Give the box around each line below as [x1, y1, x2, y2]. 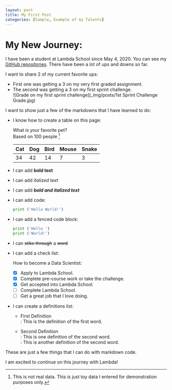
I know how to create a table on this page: [12, 117, 101, 123]
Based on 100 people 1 [12, 132, 60, 140]
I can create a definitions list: [12, 303, 74, 309]
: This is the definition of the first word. [20, 318, 102, 325]
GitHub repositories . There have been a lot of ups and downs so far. [5, 61, 148, 67]
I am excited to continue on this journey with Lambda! [5, 359, 118, 365]
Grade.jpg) [12, 98, 36, 104]
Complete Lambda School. [20, 287, 77, 293]
